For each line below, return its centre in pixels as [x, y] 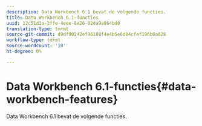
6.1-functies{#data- [145, 86]
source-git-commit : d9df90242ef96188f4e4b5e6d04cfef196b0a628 [86, 35]
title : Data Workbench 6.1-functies [52, 18]
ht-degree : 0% [24, 51]
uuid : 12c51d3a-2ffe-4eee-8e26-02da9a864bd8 [63, 23]
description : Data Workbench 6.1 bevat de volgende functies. [86, 12]
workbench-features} [62, 99]
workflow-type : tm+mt [34, 40]
